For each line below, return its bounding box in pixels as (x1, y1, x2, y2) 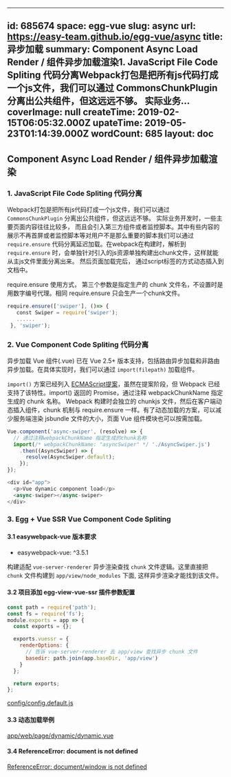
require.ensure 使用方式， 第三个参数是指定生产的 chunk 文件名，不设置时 (7, 281, 218, 289)
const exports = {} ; (13, 623, 72, 630)
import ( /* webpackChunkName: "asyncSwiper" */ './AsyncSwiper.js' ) (13, 441, 211, 448)
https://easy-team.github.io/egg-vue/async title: (7, 31, 223, 43)
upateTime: (92, 117, 143, 129)
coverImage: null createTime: (7, 106, 136, 118)
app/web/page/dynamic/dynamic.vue (7, 731, 114, 740)
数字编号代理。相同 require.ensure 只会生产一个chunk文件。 (12, 289, 184, 297)
